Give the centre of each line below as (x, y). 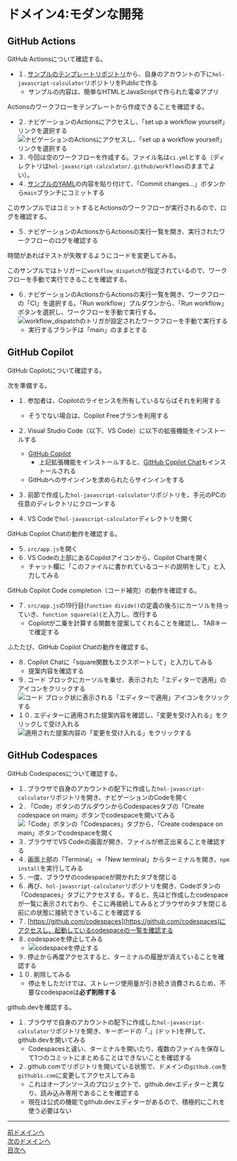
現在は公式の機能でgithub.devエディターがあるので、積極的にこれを (127, 1102)
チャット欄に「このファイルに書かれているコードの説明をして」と (124, 566)
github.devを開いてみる (51, 1040)
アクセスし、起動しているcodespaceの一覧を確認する (95, 930)
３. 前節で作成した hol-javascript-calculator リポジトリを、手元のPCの (122, 494)
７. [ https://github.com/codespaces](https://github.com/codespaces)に (122, 921)
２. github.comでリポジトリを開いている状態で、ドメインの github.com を (122, 1066)
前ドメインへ (26, 1132)
